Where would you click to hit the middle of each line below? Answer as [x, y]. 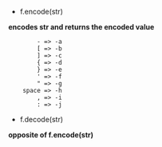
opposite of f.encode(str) [51, 135]
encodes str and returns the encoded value [81, 27]
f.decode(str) [41, 119]
